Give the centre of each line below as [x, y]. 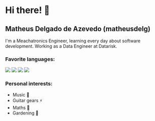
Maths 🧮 [21, 107]
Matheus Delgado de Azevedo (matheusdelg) [78, 29]
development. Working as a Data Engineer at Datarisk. [61, 46]
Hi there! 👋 [28, 10]
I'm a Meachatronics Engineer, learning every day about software [73, 41]
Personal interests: [29, 84]
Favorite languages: [30, 59]
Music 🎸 [21, 94]
